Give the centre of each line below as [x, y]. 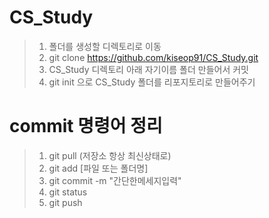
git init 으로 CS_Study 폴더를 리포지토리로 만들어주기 [152, 82]
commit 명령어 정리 [86, 126]
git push [65, 202]
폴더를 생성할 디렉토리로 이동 [105, 46]
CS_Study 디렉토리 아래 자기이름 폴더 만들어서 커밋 [149, 69]
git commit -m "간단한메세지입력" [115, 180]
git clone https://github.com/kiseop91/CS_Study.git [153, 57]
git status [68, 192]
